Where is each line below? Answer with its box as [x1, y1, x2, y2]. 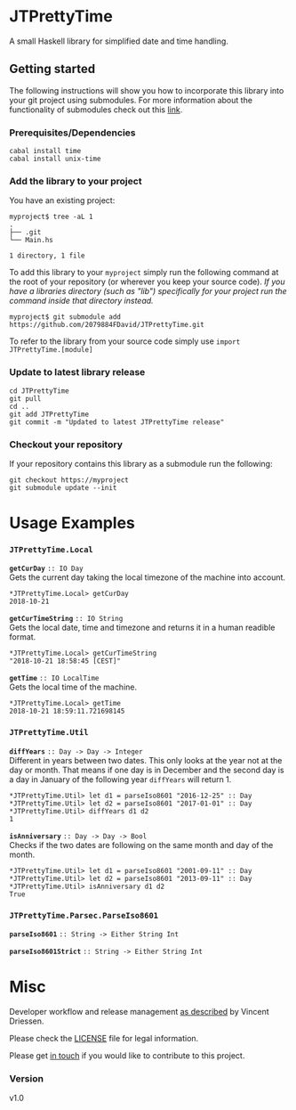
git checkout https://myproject [9, 475, 129, 485]
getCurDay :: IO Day [9, 564, 84, 574]
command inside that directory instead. [9, 296, 154, 306]
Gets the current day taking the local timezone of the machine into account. [9, 572, 286, 583]
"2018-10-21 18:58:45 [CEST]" [9, 657, 122, 665]
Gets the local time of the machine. [9, 682, 138, 692]
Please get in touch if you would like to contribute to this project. [9, 1049, 245, 1061]
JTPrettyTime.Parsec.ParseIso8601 [9, 910, 158, 920]
